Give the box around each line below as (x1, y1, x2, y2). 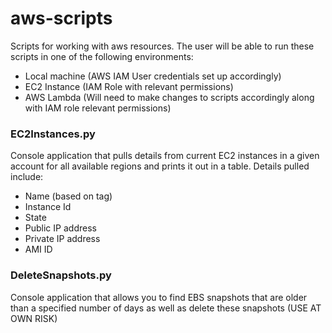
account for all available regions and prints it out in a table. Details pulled (10, 160, 310, 172)
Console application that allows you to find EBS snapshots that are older (10, 291, 308, 303)
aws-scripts (10, 7, 113, 30)
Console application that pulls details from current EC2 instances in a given (10, 150, 320, 162)
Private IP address (24, 233, 101, 245)
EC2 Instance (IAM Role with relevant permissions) (24, 80, 234, 92)
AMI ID (24, 243, 53, 256)
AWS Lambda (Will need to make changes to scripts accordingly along (24, 91, 315, 103)
